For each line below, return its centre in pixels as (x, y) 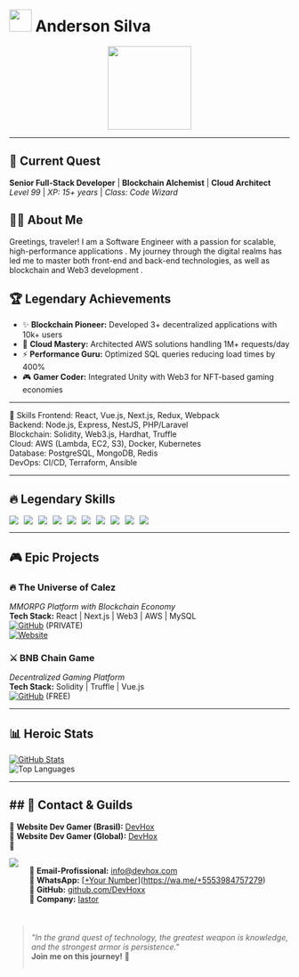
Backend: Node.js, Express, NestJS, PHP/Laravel (99, 425)
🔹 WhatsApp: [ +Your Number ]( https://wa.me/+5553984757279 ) (148, 880)
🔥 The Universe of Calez (63, 587)
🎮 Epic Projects (54, 557)
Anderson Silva (93, 26)
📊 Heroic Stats (52, 734)
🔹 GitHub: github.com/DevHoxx (88, 889)
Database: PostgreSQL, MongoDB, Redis (84, 453)
